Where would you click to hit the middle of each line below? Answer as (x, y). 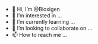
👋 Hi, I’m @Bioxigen (36, 9)
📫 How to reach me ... (39, 35)
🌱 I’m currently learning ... (43, 22)
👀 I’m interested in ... (37, 15)
